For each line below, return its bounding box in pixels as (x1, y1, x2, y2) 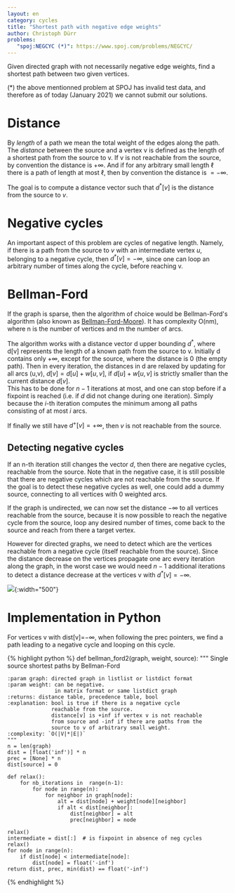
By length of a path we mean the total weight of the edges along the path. (7, 138, 220, 147)
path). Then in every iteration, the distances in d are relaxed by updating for (7, 362, 226, 370)
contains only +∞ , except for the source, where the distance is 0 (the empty (7, 354, 227, 362)
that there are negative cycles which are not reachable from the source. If (7, 475, 220, 484)
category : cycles (7, 17, 58, 24)
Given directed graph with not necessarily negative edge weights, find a (7, 62, 215, 70)
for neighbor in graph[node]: (44, 791, 133, 799)
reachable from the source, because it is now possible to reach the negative (7, 511, 227, 520)
